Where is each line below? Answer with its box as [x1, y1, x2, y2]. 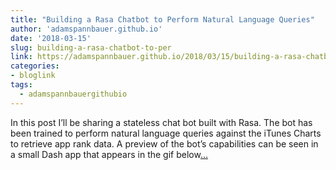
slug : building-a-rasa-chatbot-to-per [10, 42, 172, 53]
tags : [10, 80, 33, 90]
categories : [10, 61, 60, 71]
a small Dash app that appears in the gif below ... [10, 148, 209, 160]
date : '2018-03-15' [10, 33, 92, 43]
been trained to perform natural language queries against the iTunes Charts [10, 127, 322, 139]
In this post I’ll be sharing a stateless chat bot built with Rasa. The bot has [10, 116, 313, 128]
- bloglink [10, 71, 56, 81]
